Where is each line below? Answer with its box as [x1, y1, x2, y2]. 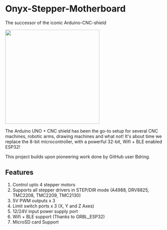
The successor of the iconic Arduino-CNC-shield [5, 20, 107, 26]
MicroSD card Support [12, 219, 59, 225]
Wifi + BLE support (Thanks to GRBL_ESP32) [12, 213, 105, 219]
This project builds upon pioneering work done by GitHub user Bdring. [5, 154, 150, 160]
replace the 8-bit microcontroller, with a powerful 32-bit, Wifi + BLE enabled [5, 139, 162, 145]
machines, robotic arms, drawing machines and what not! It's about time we [5, 133, 162, 139]
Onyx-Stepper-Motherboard [5, 3, 126, 15]
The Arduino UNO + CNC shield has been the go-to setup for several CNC [5, 128, 158, 134]
